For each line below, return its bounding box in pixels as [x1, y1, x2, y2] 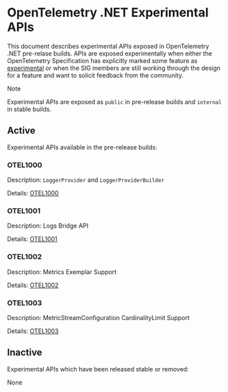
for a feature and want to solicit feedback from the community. [7, 71, 183, 79]
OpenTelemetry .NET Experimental [7, 5, 209, 21]
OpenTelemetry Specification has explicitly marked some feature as [7, 56, 198, 64]
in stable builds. [7, 105, 52, 113]
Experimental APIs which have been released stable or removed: [7, 365, 190, 373]
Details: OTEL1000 [7, 189, 60, 197]
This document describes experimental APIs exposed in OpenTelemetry [7, 42, 210, 50]
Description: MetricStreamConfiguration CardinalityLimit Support [7, 313, 190, 321]
